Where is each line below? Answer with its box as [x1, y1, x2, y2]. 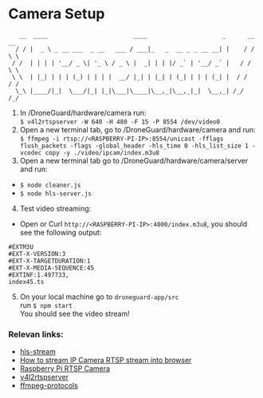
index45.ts [8, 278, 45, 286]
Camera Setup [8, 5, 105, 23]
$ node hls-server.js [19, 189, 92, 198]
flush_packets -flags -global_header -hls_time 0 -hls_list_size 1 [19, 141, 249, 150]
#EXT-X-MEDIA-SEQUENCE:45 [8, 264, 94, 272]
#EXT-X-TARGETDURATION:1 [8, 257, 91, 265]
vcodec [19, 148, 42, 156]
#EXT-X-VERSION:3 [8, 250, 66, 258]
